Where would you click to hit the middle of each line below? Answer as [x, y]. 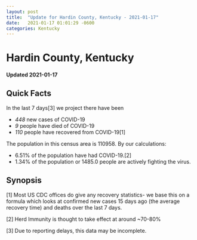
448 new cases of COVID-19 [50, 119]
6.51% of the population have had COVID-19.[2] [73, 155]
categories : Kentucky [33, 28]
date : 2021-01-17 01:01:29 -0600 [50, 23]
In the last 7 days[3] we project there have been [65, 107]
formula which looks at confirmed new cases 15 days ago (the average [93, 201]
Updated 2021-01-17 [32, 75]
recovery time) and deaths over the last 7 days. [64, 207]
